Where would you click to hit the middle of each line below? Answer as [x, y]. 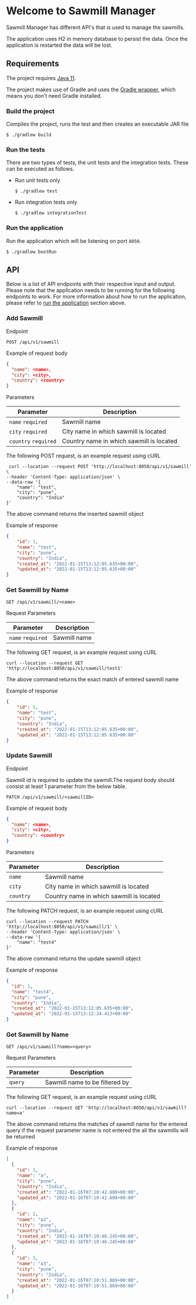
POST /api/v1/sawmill [33, 342]
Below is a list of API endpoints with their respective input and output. [91, 284]
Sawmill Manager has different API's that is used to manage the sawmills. [95, 27]
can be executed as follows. [40, 169]
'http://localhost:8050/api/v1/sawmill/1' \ [62, 927]
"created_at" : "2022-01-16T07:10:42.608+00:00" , [78, 1192]
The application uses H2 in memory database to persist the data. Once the [97, 39]
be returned [21, 1137]
